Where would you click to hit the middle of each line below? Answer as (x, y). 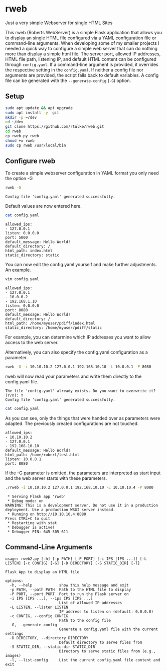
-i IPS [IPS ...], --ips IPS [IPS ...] (51, 598)
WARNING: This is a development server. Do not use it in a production (81, 505)
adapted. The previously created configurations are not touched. (72, 424)
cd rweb (13, 131)
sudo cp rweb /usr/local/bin (36, 145)
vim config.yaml (22, 279)
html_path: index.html (29, 251)
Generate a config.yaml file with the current (108, 629)
